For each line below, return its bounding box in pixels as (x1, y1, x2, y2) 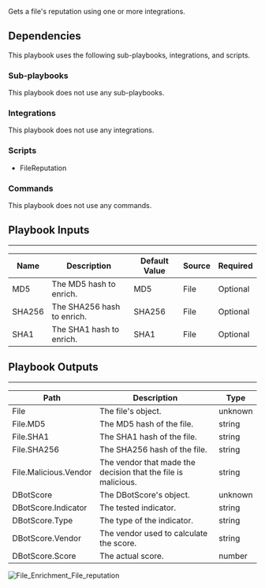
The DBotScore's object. (99, 489, 191, 500)
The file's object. (99, 405, 162, 416)
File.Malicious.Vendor (12, 467, 92, 478)
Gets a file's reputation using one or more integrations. (8, 7, 185, 16)
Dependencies (8, 29, 81, 43)
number (218, 550, 248, 561)
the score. (99, 538, 137, 549)
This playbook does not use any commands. (8, 201, 152, 210)
